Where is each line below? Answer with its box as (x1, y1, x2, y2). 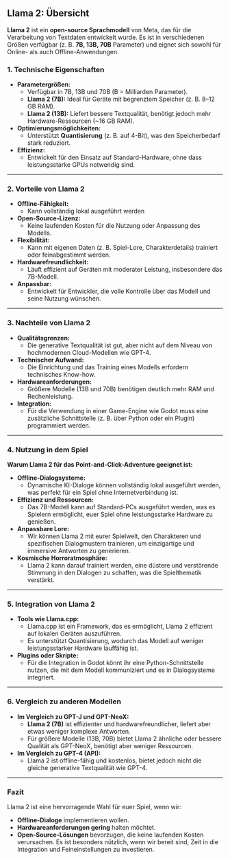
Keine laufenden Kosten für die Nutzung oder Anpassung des (27, 222, 201, 230)
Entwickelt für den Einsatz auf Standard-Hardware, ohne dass (27, 153, 202, 162)
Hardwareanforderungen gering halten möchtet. (16, 823, 156, 831)
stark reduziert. (27, 139, 71, 147)
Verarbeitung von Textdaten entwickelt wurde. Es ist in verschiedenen (7, 33, 205, 41)
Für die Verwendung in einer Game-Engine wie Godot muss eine (27, 406, 209, 415)
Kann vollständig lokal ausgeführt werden (27, 207, 145, 216)
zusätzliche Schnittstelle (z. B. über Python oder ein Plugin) (27, 414, 195, 422)
